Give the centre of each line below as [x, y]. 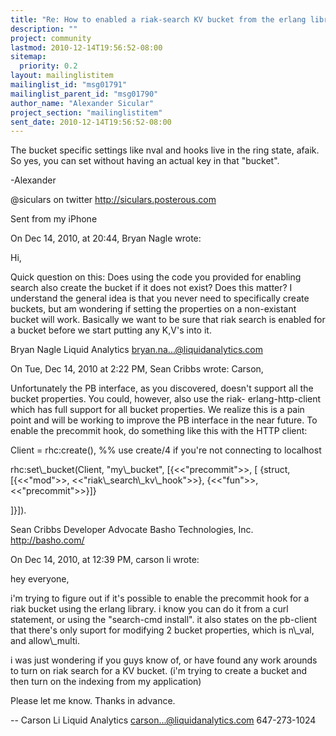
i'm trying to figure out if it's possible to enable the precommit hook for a [160, 598]
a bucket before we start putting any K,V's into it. [111, 330]
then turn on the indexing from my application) [106, 682]
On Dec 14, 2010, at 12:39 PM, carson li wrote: [105, 560]
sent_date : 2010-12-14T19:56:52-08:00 [91, 122]
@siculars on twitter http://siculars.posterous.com [113, 200]
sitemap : [28, 57]
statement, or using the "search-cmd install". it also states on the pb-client [164, 620]
